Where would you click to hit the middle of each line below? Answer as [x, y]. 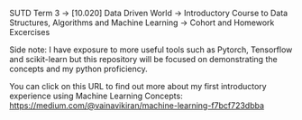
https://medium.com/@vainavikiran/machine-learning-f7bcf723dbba [137, 106]
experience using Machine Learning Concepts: [96, 96]
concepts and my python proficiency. [78, 69]
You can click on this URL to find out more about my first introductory [138, 86]
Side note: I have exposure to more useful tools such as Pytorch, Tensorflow [151, 50]
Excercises [30, 32]
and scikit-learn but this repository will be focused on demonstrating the [143, 59]
